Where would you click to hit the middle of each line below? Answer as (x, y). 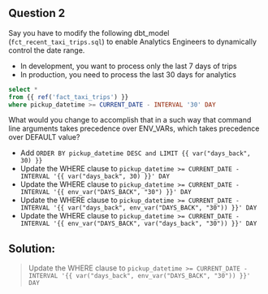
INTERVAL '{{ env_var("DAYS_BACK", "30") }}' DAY (106, 192)
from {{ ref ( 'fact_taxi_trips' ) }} (69, 97)
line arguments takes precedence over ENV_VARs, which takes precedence (134, 128)
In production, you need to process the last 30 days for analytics (128, 74)
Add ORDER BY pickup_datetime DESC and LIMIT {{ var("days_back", (135, 153)
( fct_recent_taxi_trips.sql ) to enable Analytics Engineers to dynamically (133, 41)
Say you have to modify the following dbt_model (89, 32)
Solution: (32, 248)
